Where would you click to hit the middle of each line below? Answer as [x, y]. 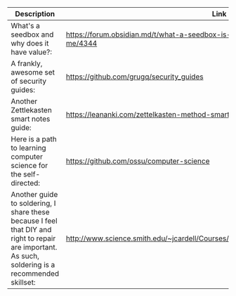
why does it [30, 43]
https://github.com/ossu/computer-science [138, 161]
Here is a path [34, 139]
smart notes [31, 119]
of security [29, 81]
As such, [25, 256]
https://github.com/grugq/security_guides [135, 77]
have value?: [32, 52]
